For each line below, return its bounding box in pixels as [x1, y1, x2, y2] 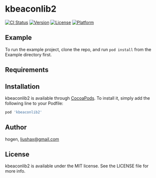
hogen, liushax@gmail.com [5, 136, 59, 142]
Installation [5, 82, 40, 90]
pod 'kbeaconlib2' [5, 109, 42, 115]
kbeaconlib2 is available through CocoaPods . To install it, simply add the [5, 95, 150, 101]
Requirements [5, 66, 49, 74]
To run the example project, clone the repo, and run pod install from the [5, 46, 152, 52]
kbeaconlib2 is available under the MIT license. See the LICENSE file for [5, 163, 149, 169]
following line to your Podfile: [5, 100, 64, 106]
